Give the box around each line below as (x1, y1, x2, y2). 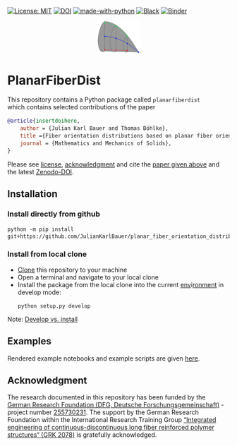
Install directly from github (7, 209, 101, 219)
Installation (7, 188, 58, 200)
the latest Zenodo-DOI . (7, 167, 74, 176)
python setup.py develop (17, 302, 91, 310)
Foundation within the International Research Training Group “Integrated (7, 416, 217, 424)
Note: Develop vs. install (7, 315, 78, 323)
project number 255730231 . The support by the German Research (7, 408, 199, 416)
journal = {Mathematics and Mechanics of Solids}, (20, 140, 172, 147)
